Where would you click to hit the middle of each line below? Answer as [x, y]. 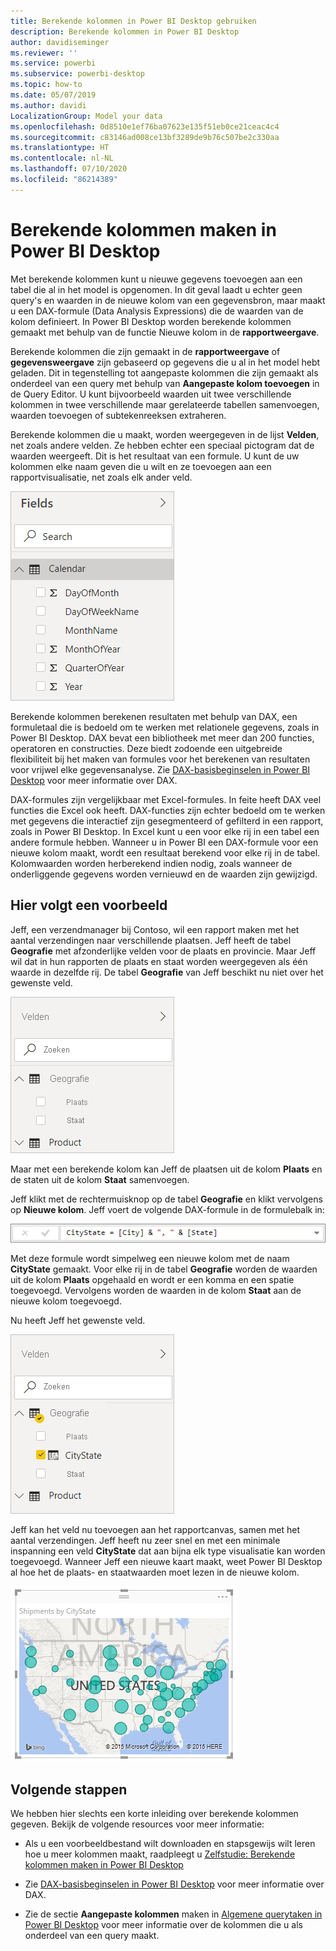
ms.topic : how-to [46, 85]
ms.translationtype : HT [60, 148]
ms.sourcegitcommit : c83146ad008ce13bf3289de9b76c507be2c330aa [145, 137]
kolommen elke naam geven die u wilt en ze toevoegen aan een [141, 466]
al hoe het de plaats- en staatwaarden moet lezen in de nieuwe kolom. [155, 1572]
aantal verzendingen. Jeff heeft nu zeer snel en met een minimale [145, 1541]
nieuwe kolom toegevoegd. [66, 1301]
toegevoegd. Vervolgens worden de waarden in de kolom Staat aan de [156, 1291]
